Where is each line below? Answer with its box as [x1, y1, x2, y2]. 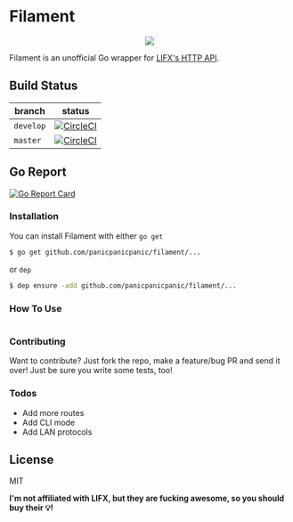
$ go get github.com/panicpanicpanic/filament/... [9, 248, 201, 257]
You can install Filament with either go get [9, 230, 164, 241]
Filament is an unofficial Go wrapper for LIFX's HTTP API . [9, 52, 220, 63]
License [9, 452, 54, 467]
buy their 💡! [9, 502, 53, 513]
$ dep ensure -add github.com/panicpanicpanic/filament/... [9, 281, 238, 290]
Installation [9, 210, 60, 223]
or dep [9, 264, 32, 274]
